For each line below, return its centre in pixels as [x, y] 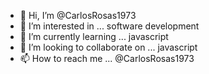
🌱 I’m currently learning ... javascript [94, 36]
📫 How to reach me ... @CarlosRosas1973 [107, 58]
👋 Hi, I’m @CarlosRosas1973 [78, 15]
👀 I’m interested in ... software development [109, 26]
